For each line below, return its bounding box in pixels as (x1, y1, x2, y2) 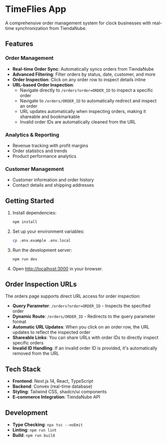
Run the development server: (12, 247, 72, 253)
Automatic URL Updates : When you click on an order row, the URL (12, 324, 150, 330)
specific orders (12, 340, 44, 346)
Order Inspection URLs (5, 280, 77, 289)
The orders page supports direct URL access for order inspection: (5, 293, 141, 299)
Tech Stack (5, 365, 41, 373)
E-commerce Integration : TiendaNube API (12, 394, 101, 400)
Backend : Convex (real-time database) (12, 383, 93, 389)
